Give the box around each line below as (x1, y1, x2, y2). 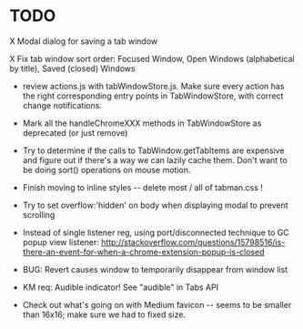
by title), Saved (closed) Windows (9, 63, 136, 74)
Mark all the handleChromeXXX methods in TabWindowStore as (22, 118, 262, 129)
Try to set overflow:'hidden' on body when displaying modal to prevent (22, 200, 288, 211)
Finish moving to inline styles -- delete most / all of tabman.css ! (22, 181, 264, 192)
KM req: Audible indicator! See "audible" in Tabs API (22, 282, 219, 293)
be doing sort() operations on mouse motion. (22, 164, 191, 175)
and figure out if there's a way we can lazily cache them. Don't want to (22, 154, 288, 165)
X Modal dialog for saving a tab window (9, 36, 158, 46)
